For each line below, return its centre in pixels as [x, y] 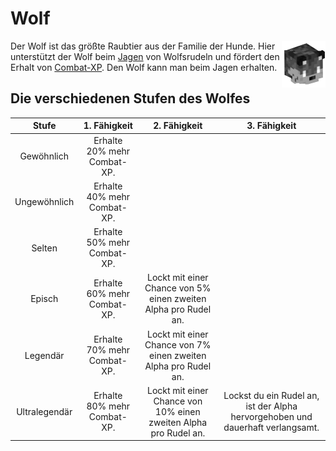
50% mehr [108, 242]
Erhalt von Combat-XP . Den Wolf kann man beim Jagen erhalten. [144, 67]
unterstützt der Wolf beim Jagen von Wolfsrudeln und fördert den [145, 56]
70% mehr [108, 350]
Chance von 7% [178, 344]
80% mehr [108, 406]
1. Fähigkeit [108, 126]
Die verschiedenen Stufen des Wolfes [130, 98]
